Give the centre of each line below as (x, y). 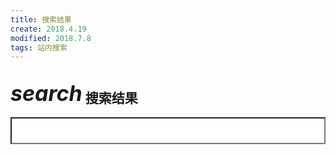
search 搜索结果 (74, 92)
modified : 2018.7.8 (51, 38)
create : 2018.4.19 (48, 29)
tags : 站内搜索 (39, 47)
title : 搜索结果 (41, 19)
